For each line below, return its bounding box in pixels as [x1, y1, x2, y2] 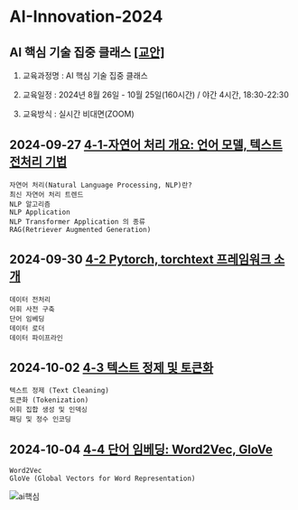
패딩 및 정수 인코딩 [9, 415, 71, 424]
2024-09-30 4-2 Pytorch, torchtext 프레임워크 [9, 252, 272, 267]
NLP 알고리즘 [9, 199, 51, 209]
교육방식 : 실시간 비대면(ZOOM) [22, 108, 135, 119]
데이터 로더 [9, 323, 45, 333]
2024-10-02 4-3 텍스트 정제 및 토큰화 [9, 360, 214, 376]
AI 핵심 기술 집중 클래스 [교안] [9, 44, 165, 60]
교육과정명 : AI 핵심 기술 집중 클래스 [22, 70, 149, 80]
